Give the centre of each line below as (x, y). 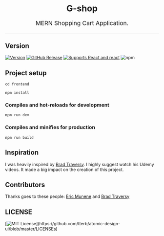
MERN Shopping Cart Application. (82, 23)
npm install (17, 93)
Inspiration (22, 153)
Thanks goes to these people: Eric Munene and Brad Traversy (67, 196)
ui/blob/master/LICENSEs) (31, 229)
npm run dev (17, 115)
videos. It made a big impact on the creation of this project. (64, 170)
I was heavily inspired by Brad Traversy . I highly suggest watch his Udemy (80, 164)
